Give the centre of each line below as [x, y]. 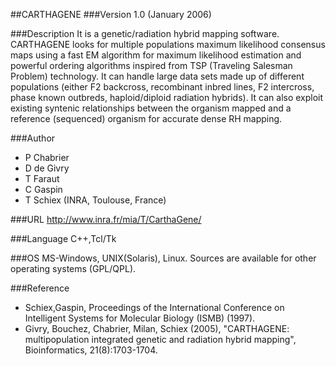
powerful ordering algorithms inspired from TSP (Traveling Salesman [151, 65]
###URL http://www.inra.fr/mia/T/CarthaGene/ [106, 219]
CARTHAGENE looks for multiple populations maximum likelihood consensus [168, 44]
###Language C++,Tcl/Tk [63, 238]
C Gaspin [43, 189]
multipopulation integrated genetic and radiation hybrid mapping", [160, 339]
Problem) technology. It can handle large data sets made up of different [157, 76]
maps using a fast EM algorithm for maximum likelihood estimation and [156, 55]
